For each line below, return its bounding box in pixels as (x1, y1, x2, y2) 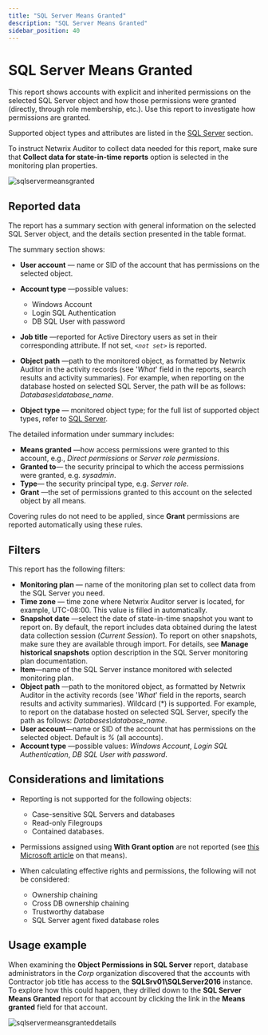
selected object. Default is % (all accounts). (19, 732, 164, 742)
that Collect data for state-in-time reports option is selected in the (8, 153, 229, 162)
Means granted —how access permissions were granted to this (19, 445, 230, 455)
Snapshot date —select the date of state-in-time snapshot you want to (19, 613, 254, 623)
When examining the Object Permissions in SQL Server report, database (8, 960, 249, 969)
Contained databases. (31, 826, 104, 836)
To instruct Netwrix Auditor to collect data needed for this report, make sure (8, 144, 258, 153)
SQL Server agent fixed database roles (31, 915, 160, 925)
